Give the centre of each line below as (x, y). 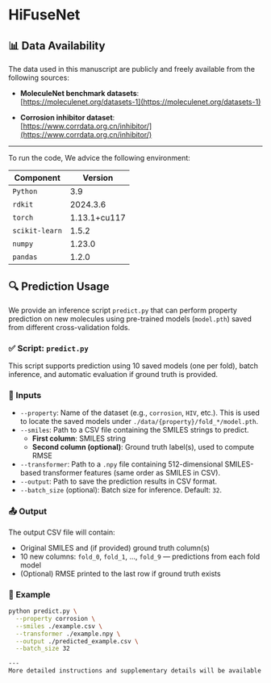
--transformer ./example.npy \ (68, 634)
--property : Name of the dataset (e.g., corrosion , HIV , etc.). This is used (140, 413)
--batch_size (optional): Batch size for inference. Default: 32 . (121, 490)
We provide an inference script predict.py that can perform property (123, 310)
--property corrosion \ (55, 618)
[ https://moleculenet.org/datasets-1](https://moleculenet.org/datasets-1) (140, 102)
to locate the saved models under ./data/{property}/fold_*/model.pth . (139, 421)
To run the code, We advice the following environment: (100, 158)
